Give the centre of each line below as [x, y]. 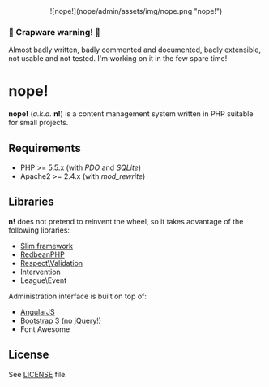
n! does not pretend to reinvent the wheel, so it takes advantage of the [126, 221]
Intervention [40, 272]
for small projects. [38, 123]
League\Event [43, 280]
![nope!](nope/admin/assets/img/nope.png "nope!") [136, 11]
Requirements [45, 148]
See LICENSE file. [38, 374]
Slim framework [47, 246]
